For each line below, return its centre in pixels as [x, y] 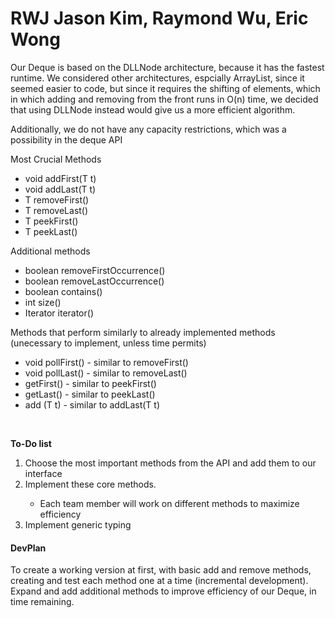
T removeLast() [56, 210]
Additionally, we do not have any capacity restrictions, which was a [148, 129]
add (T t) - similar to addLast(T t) [92, 404]
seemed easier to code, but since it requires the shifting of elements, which [165, 88]
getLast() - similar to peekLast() [90, 394]
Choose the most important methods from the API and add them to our [170, 463]
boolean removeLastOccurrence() [94, 281]
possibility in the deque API [66, 139]
